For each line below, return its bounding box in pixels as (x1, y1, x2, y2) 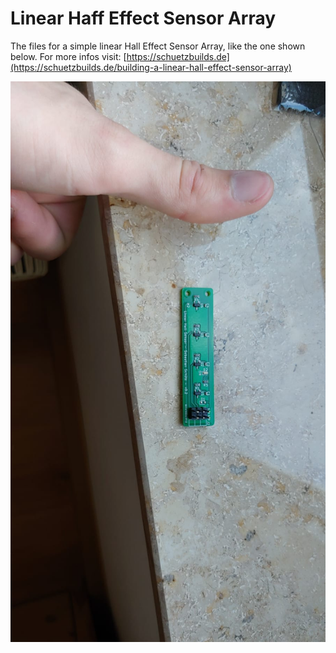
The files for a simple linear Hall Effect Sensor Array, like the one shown (10, 40, 306, 52)
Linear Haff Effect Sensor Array (10, 7, 277, 30)
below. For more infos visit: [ (10, 50, 127, 62)
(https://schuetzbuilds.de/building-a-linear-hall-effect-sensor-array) (10, 61, 292, 73)
